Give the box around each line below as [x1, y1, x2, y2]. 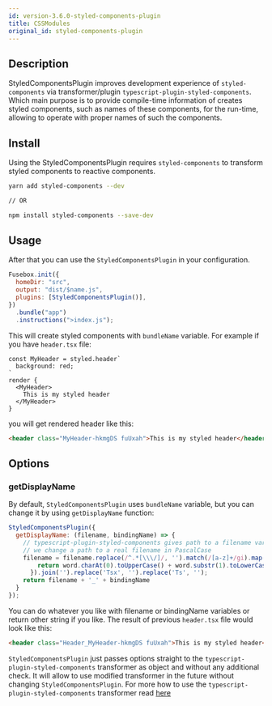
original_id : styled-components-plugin [8, 27, 143, 35]
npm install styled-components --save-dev [8, 211, 154, 219]
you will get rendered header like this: [8, 419, 134, 428]
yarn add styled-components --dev [8, 182, 125, 190]
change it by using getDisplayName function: [8, 508, 155, 518]
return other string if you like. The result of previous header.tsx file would [8, 615, 253, 624]
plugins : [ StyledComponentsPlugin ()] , [15, 293, 147, 302]
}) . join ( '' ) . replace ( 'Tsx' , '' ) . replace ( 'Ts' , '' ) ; [29, 568, 208, 577]
